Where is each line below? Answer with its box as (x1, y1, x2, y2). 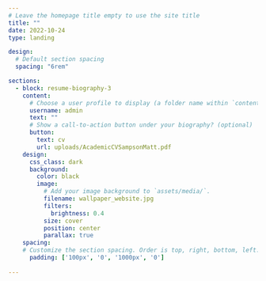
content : (22, 92, 51, 100)
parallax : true (43, 231, 93, 240)
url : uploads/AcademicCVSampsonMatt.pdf (36, 143, 172, 151)
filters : (43, 202, 73, 210)
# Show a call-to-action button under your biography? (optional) (28, 121, 253, 129)
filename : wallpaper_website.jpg (43, 195, 154, 203)
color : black (36, 173, 80, 180)
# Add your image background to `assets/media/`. (43, 188, 211, 196)
